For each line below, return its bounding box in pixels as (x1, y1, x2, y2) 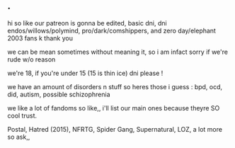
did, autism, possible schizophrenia (7, 90, 110, 98)
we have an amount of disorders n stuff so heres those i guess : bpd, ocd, (7, 82, 223, 91)
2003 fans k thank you (7, 33, 73, 42)
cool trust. (7, 111, 38, 120)
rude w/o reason (7, 55, 56, 64)
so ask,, (7, 132, 30, 141)
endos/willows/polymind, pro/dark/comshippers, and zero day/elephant (7, 26, 216, 35)
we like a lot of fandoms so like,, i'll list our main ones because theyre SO (7, 103, 220, 112)
